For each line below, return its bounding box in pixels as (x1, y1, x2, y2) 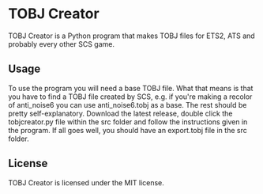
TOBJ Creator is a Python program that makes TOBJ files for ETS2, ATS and (8, 31, 255, 40)
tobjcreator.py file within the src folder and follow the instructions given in (8, 116, 248, 127)
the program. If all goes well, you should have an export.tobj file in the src (8, 125, 247, 135)
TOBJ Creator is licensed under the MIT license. (8, 177, 164, 187)
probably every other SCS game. (8, 39, 115, 48)
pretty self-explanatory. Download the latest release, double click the (8, 108, 233, 118)
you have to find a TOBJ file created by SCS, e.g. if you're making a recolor (8, 92, 253, 101)
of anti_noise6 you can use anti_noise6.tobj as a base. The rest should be (8, 100, 247, 109)
